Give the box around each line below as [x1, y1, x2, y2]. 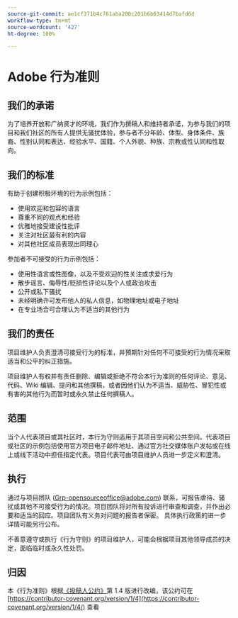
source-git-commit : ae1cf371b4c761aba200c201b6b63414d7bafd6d [7, 10, 195, 18]
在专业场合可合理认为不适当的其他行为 [17, 305, 130, 314]
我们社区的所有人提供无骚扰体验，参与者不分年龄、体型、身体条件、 [19, 128, 218, 137]
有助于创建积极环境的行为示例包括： [7, 189, 113, 198]
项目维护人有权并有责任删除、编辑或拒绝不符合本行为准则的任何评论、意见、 [7, 371, 231, 380]
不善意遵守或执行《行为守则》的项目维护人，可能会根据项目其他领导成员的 [7, 534, 225, 543]
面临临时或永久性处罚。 [19, 544, 89, 552]
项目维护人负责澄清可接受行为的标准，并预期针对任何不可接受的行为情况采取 [7, 348, 231, 356]
